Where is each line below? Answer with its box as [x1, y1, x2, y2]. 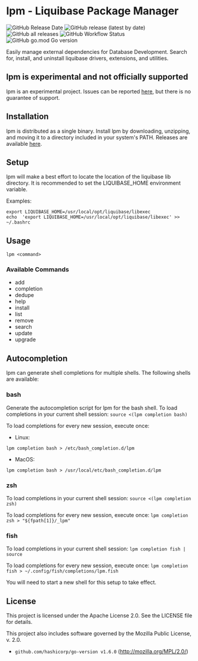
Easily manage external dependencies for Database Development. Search [6, 48, 187, 55]
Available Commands [6, 265, 70, 274]
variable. [6, 186, 28, 193]
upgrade [14, 336, 36, 343]
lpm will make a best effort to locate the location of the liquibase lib [6, 173, 171, 180]
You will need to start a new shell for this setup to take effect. [6, 579, 157, 586]
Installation [6, 112, 49, 122]
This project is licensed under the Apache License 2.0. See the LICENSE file [6, 612, 193, 619]
